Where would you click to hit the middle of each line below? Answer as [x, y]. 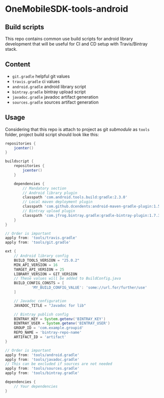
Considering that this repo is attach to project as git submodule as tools [77, 129]
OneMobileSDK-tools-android [67, 9]
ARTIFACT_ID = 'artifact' [40, 337]
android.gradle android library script [49, 86]
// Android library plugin [50, 193]
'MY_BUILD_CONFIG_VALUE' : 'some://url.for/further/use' [89, 288]
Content [18, 64]
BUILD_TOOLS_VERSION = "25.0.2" [47, 260]
